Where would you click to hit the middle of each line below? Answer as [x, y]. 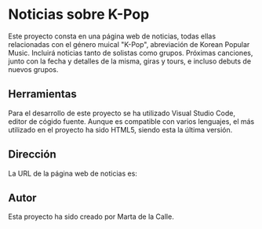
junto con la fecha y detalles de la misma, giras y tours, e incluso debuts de [130, 61]
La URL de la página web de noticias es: [73, 173]
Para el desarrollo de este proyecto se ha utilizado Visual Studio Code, [122, 113]
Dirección [32, 154]
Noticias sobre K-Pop [79, 15]
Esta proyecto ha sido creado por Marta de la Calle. [91, 216]
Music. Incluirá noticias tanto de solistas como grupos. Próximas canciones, [131, 53]
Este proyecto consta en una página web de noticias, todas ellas [112, 36]
